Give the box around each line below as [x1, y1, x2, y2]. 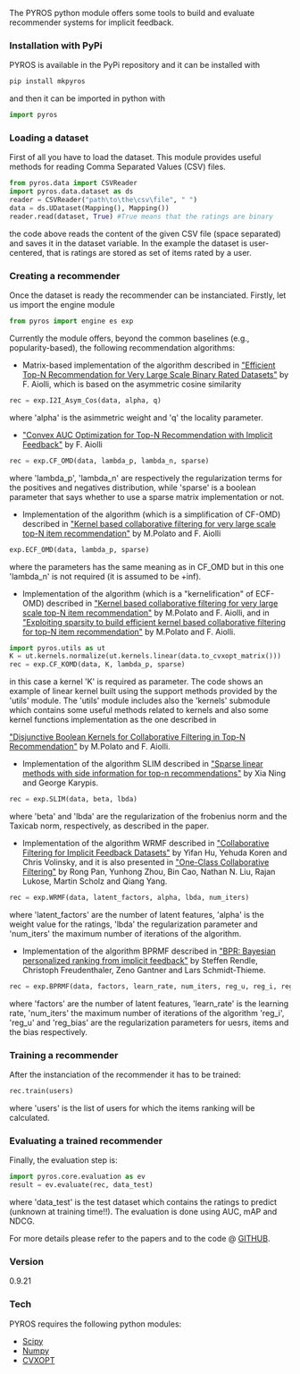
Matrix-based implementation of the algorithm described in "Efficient [21, 360, 276, 370]
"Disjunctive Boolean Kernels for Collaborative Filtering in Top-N [9, 732, 246, 742]
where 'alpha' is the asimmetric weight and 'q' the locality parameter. [9, 411, 263, 423]
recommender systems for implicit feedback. [9, 17, 174, 28]
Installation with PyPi [9, 39, 103, 52]
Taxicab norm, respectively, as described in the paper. [9, 820, 210, 831]
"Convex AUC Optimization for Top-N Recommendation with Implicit [21, 429, 273, 440]
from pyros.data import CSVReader [9, 179, 138, 188]
